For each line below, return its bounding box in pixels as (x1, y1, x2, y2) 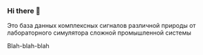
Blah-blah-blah (7, 42, 50, 50)
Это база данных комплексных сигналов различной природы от (7, 22, 196, 30)
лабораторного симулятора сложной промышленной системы (7, 29, 191, 37)
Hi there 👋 (7, 6, 41, 16)
